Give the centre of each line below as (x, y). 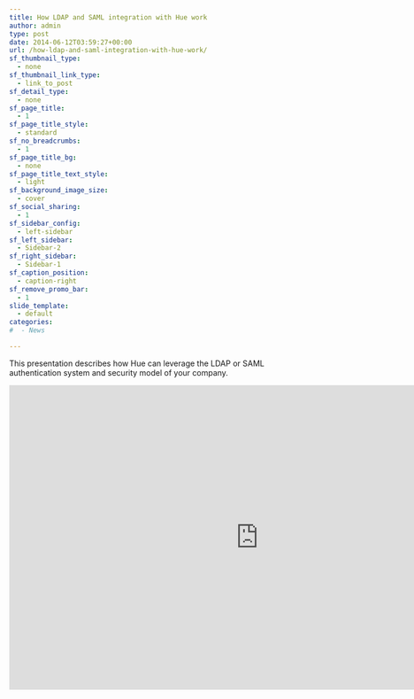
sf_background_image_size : (59, 190)
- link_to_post (45, 83)
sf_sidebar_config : (45, 223)
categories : (31, 322)
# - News (27, 330)
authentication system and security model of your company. (119, 372)
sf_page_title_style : (49, 125)
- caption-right (47, 281)
